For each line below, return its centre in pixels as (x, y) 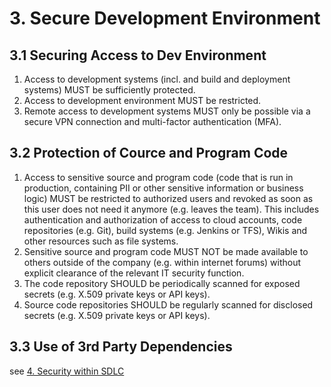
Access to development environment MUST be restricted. (142, 100)
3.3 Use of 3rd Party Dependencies (121, 347)
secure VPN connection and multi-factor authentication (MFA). (152, 121)
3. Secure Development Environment (165, 18)
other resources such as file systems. (101, 241)
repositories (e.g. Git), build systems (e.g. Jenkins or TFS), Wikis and (165, 230)
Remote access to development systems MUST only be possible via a (167, 111)
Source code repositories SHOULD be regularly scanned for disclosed (168, 304)
